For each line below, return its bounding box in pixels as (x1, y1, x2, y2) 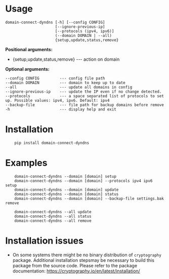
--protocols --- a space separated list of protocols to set (5, 93, 164, 99)
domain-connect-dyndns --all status (14, 214, 92, 219)
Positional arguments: (5, 46, 53, 52)
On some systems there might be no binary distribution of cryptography (12, 252, 162, 258)
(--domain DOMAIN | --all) (55, 33, 112, 38)
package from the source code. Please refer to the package (12, 262, 138, 268)
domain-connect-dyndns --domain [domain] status (14, 191, 119, 196)
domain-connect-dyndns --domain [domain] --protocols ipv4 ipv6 (14, 178, 153, 183)
